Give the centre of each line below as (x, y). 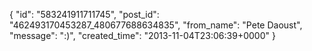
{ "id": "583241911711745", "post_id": (84, 14)
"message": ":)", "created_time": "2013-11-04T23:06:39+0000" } (142, 35)
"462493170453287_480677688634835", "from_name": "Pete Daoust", (156, 25)
